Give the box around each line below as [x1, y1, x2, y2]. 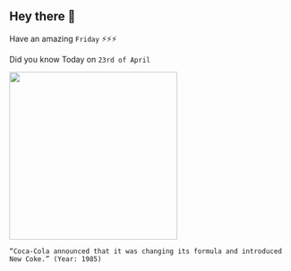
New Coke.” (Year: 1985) [9, 254, 102, 264]
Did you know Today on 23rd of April [9, 54, 150, 64]
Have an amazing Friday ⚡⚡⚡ [9, 33, 117, 44]
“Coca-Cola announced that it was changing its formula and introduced [9, 247, 282, 256]
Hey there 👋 [9, 9, 76, 24]
